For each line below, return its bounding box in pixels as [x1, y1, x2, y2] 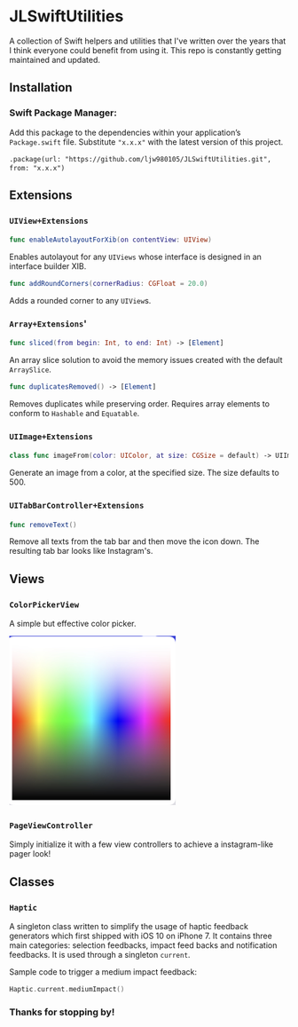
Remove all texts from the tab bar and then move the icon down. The [9, 536, 260, 547]
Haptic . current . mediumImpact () [9, 985, 125, 994]
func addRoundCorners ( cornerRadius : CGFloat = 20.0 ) [9, 280, 208, 288]
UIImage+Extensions [9, 432, 93, 442]
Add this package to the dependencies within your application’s [9, 127, 241, 138]
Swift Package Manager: [9, 107, 117, 119]
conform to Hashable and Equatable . [9, 408, 140, 419]
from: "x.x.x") [9, 163, 66, 172]
